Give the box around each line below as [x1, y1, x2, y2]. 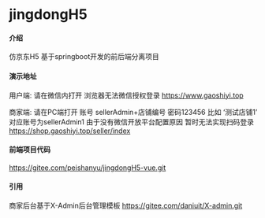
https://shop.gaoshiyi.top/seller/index [9, 126, 131, 135]
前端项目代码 [9, 145, 50, 154]
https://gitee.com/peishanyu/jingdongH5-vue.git [9, 163, 166, 172]
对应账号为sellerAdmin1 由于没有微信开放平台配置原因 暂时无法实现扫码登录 [9, 116, 255, 127]
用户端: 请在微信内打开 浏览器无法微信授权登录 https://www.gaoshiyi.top [9, 91, 244, 100]
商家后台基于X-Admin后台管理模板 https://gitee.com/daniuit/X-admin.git [9, 201, 243, 210]
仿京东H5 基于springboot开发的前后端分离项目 [9, 52, 160, 61]
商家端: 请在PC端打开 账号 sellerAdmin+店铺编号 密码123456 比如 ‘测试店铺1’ [9, 107, 258, 116]
